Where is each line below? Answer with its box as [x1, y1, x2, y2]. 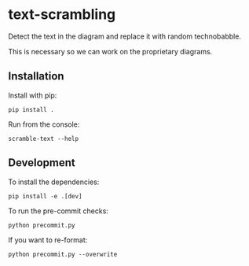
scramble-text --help [8, 135, 79, 142]
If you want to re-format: [8, 235, 88, 245]
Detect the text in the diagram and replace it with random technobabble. [8, 31, 242, 41]
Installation [8, 69, 64, 83]
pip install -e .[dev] [8, 192, 82, 200]
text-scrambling [8, 6, 116, 24]
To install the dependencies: [8, 177, 100, 187]
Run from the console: [8, 120, 80, 129]
